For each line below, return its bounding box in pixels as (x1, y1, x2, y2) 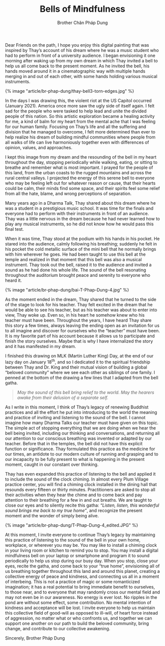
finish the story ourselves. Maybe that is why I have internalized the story (5, 338, 153, 344)
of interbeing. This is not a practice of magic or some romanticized (5, 578, 140, 585)
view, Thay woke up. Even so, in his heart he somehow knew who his (5, 312, 145, 318)
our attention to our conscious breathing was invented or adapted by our (5, 435, 152, 441)
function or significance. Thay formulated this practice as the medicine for (5, 446, 156, 452)
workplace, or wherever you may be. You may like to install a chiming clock (5, 542, 157, 548)
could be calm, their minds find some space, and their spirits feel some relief (5, 185, 160, 191)
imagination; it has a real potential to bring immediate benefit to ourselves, (5, 584, 155, 590)
